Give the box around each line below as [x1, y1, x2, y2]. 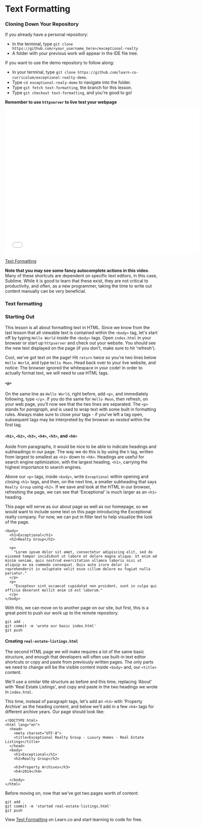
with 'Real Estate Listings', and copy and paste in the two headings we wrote [5, 684, 158, 690]
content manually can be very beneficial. [5, 288, 86, 294]
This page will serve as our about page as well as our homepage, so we [5, 504, 148, 509]
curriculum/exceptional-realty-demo [12, 75, 86, 80]
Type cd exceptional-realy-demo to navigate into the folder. [12, 80, 131, 85]
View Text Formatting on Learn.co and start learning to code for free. [5, 817, 143, 823]
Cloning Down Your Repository [5, 21, 79, 28]
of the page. [5, 519, 30, 525]
